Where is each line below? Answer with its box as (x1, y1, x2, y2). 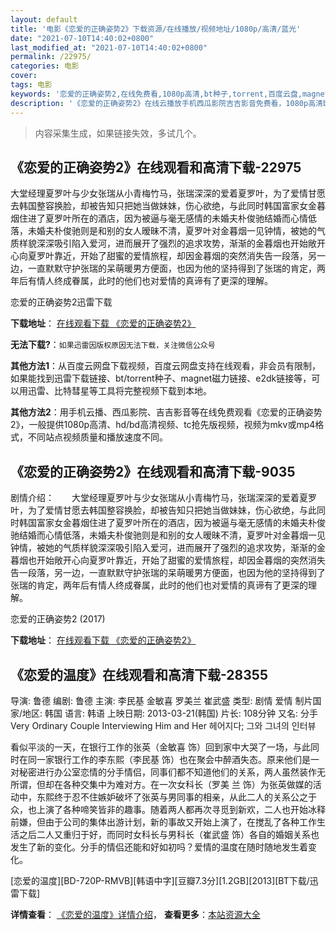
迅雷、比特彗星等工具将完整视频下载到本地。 (27, 385, 212, 397)
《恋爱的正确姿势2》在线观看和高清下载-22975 (10, 159, 302, 176)
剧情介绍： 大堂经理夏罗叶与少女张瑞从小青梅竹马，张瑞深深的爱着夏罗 (10, 492, 317, 504)
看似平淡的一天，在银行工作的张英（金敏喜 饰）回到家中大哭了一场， (10, 741, 293, 753)
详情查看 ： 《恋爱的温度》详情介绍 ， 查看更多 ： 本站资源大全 (10, 908, 261, 920)
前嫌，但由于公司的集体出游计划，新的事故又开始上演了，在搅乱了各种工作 (10, 816, 317, 828)
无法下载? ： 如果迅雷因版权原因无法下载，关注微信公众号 (10, 339, 216, 351)
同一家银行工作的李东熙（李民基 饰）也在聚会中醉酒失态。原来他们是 (27, 753, 311, 765)
